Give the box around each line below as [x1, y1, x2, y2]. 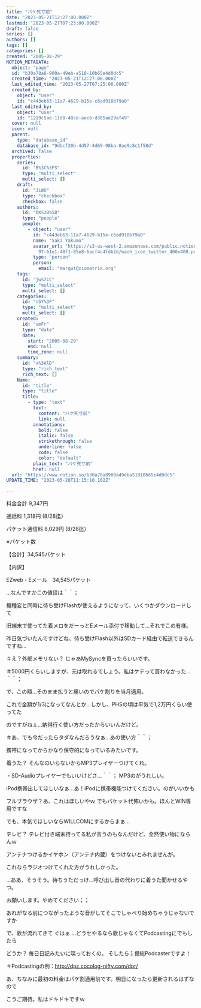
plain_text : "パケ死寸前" [32, 460, 93, 467]
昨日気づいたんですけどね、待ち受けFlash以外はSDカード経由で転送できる [6, 635, 189, 642]
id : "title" [22, 382, 52, 389]
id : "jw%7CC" [22, 277, 55, 283]
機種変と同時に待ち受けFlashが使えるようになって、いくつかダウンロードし [6, 602, 192, 609]
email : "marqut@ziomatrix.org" [38, 265, 117, 272]
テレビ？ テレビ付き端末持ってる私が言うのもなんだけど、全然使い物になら [6, 830, 191, 838]
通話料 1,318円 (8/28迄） [6, 512, 67, 520]
